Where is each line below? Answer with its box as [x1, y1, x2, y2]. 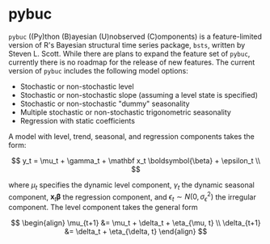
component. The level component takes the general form [8, 203, 198, 212]
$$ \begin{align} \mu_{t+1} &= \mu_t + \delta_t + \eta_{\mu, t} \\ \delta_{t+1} [11, 218, 261, 228]
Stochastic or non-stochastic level [19, 82, 135, 91]
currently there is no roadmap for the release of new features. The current [8, 57, 255, 67]
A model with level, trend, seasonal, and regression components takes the [8, 131, 255, 141]
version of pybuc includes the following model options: [8, 65, 188, 75]
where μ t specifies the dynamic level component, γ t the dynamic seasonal [8, 179, 255, 191]
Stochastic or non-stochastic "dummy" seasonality [19, 99, 190, 108]
